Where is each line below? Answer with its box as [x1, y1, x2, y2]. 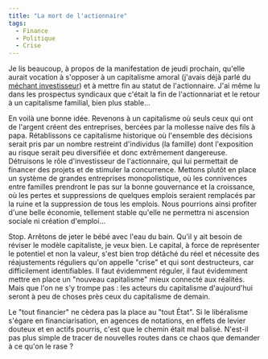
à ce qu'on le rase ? [8, 341, 74, 351]
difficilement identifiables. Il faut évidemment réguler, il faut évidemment [8, 266, 248, 276]
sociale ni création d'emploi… [8, 217, 106, 226]
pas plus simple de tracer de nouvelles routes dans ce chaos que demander [8, 333, 260, 343]
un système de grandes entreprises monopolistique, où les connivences [8, 174, 248, 184]
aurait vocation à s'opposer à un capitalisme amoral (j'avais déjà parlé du [8, 72, 251, 82]
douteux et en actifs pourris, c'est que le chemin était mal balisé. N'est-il [8, 324, 249, 334]
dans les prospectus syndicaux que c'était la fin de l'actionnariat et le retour [8, 89, 260, 99]
